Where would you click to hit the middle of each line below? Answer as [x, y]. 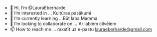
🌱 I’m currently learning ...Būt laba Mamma [54, 18]
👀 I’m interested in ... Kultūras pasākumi [50, 13]
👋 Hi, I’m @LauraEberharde [38, 8]
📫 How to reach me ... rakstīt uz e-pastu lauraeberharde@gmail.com [81, 29]
